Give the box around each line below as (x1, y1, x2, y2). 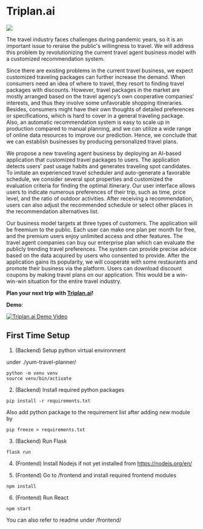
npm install (6, 483, 36, 490)
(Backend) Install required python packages (15, 386, 125, 393)
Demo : (6, 301, 23, 308)
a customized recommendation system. (6, 55, 105, 62)
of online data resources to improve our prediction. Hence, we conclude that (6, 131, 197, 138)
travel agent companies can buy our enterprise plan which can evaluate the (6, 239, 195, 246)
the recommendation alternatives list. (6, 208, 99, 215)
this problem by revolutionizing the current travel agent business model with (6, 49, 196, 56)
